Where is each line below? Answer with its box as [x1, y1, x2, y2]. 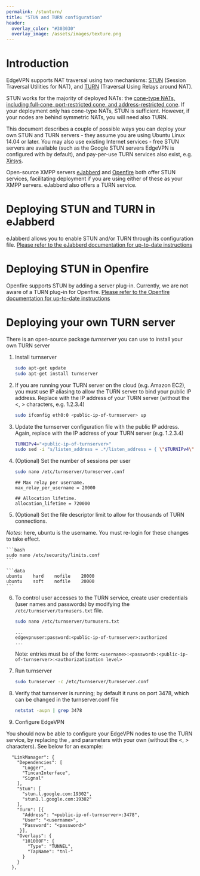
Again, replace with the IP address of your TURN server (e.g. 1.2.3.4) [14, 429, 184, 437]
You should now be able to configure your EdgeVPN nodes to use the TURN [6, 730, 193, 737]
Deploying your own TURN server [6, 316, 176, 329]
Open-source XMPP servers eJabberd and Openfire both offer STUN [6, 169, 176, 176]
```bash [6, 547, 26, 553]
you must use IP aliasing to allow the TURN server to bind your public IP [14, 387, 192, 395]
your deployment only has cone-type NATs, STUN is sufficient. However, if [6, 107, 190, 114]
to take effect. [6, 535, 41, 542]
